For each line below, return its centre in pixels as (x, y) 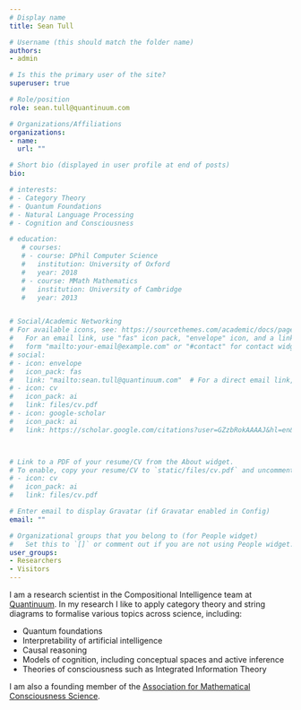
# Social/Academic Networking (66, 322)
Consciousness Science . (55, 696)
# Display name (38, 17)
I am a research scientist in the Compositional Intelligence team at (131, 594)
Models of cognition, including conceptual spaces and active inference (153, 659)
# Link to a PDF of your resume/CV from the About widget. (122, 462)
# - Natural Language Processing (72, 215)
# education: (34, 239)
